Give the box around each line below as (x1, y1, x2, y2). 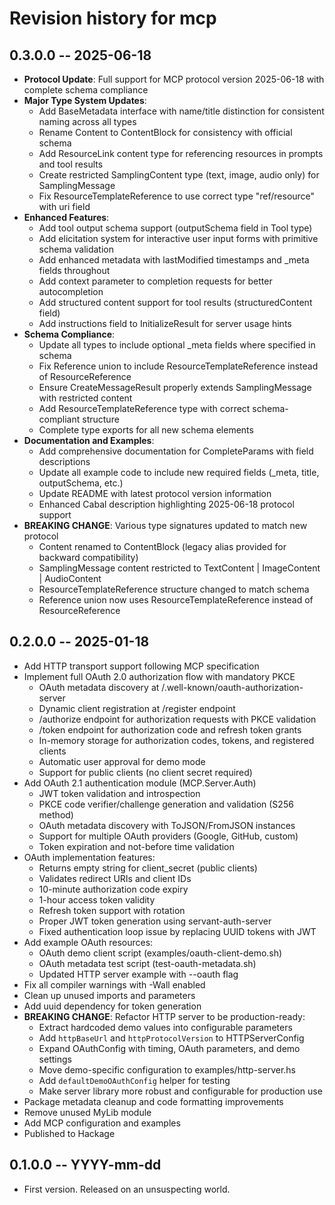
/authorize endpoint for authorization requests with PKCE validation (38, 713, 317, 725)
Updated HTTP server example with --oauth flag (38, 968, 239, 980)
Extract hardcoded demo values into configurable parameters (38, 1021, 293, 1033)
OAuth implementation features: (23, 851, 156, 863)
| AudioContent (38, 573, 102, 584)
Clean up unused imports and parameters (23, 989, 196, 1001)
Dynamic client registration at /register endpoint (38, 702, 236, 714)
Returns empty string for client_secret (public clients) (38, 862, 258, 874)
